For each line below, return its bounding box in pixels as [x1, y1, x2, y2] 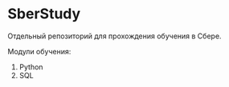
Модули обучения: [7, 46, 72, 56]
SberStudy [7, 5, 81, 23]
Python [18, 61, 43, 72]
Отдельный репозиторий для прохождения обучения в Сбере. [7, 31, 222, 41]
